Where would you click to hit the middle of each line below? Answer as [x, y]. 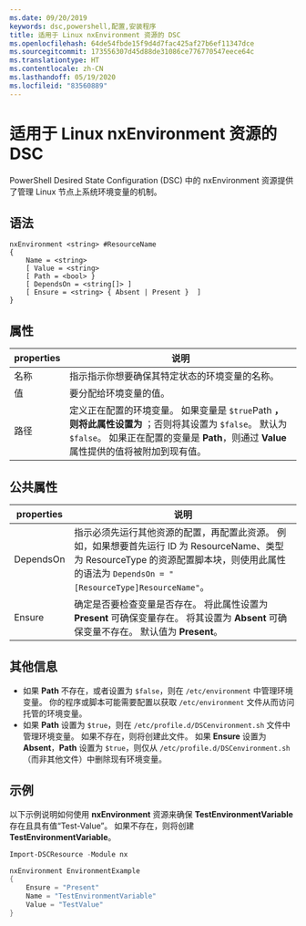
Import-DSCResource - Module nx [69, 854]
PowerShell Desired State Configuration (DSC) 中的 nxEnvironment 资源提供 [152, 180]
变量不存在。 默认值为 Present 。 [153, 632]
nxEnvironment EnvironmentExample [75, 871]
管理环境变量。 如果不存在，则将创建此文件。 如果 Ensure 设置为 [144, 736]
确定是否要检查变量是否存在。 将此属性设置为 [171, 604]
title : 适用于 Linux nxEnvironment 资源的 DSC [95, 35]
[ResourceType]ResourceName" [137, 588]
